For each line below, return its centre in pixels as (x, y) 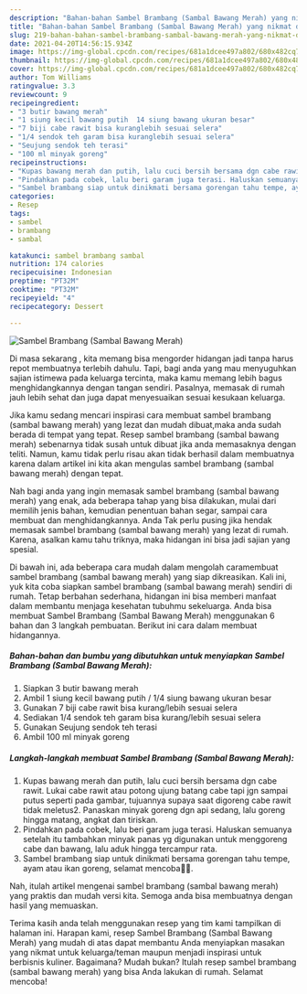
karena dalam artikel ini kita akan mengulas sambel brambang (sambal (142, 464)
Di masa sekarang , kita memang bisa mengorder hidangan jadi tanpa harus (152, 358)
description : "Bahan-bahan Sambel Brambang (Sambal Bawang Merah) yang (148, 18)
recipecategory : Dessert (57, 306)
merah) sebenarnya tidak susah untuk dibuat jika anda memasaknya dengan (153, 444)
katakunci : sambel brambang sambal (77, 256)
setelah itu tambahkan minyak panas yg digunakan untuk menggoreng (155, 839)
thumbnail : (30, 60)
